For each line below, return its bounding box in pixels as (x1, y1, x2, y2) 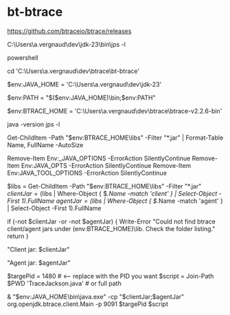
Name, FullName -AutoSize (7, 140, 84, 149)
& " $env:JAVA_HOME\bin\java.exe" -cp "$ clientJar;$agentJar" (7, 292, 185, 301)
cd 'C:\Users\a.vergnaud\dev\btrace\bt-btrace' (7, 67, 139, 75)
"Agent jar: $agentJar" (7, 259, 71, 267)
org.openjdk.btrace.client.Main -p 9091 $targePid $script (7, 300, 168, 308)
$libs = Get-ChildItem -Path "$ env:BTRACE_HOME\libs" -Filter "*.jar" (7, 182, 202, 190)
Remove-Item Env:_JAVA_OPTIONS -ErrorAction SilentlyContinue (7, 154, 191, 162)
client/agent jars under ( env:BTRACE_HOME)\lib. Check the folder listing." (7, 224, 216, 232)
